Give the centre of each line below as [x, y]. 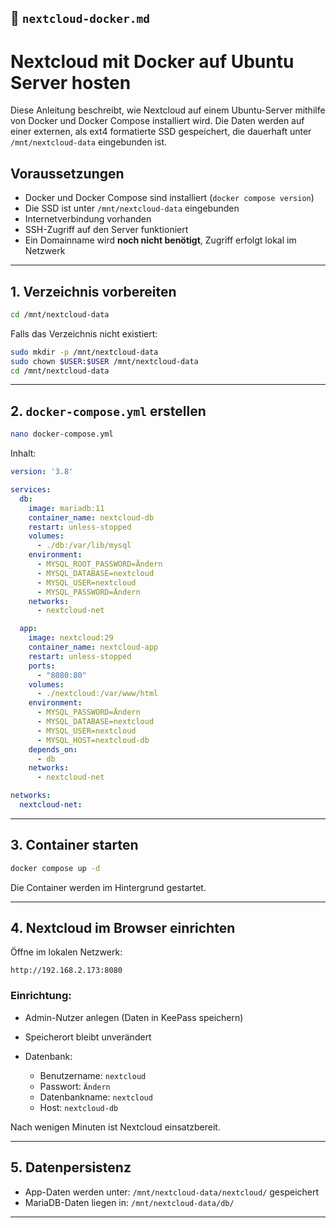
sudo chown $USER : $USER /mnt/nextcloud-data [104, 361]
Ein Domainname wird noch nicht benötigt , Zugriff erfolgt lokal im [160, 240]
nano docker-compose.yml [62, 434]
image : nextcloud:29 [71, 638]
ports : [42, 666]
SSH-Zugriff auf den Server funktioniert [106, 230]
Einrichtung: [41, 996]
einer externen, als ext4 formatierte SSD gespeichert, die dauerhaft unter [161, 132]
